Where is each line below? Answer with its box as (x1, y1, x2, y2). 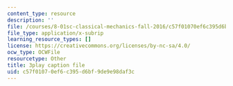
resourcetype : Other (7, 55, 67, 62)
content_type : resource (7, 10, 76, 17)
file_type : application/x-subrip (7, 29, 104, 37)
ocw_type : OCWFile (7, 49, 60, 56)
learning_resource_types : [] (7, 36, 92, 43)
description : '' (7, 17, 54, 24)
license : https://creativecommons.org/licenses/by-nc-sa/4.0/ (7, 42, 191, 49)
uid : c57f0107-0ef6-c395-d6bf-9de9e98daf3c (7, 68, 135, 75)
